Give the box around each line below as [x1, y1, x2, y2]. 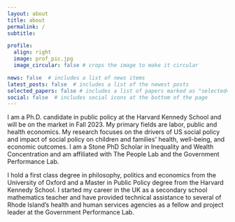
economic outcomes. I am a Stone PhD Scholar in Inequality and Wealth [7, 142, 214, 151]
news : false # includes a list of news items [7, 74, 145, 81]
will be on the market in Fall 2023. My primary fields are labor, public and [7, 120, 218, 129]
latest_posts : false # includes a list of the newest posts [7, 81, 190, 88]
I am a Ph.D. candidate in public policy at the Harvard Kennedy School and [7, 113, 222, 121]
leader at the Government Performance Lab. [7, 208, 135, 216]
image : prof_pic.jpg [13, 55, 73, 63]
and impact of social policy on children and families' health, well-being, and [7, 135, 225, 144]
